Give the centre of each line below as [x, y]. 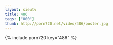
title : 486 [16, 14]
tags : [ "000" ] [20, 19]
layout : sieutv [21, 10]
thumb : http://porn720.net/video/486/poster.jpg [57, 23]
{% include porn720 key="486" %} [41, 38]
